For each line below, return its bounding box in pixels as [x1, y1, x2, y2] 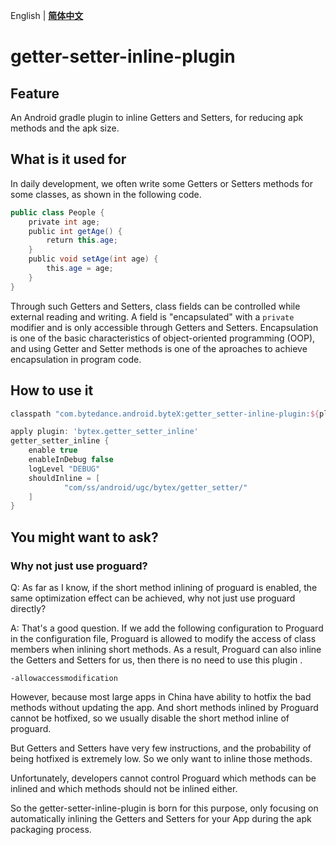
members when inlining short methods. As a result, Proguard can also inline [10, 643, 322, 655]
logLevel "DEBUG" [28, 464, 101, 474]
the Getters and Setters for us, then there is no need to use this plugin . [10, 654, 303, 666]
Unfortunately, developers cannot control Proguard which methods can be [10, 772, 317, 784]
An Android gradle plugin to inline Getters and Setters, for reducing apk [10, 112, 304, 123]
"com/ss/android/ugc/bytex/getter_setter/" [63, 482, 248, 493]
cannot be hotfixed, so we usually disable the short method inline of [10, 712, 290, 724]
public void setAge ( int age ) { [28, 254, 159, 264]
